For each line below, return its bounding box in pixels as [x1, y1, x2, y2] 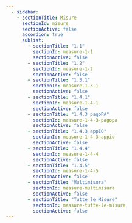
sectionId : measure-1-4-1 [32, 100, 99, 106]
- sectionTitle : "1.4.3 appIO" [27, 128, 107, 134]
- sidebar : [11, 9, 39, 15]
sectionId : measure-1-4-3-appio [32, 134, 115, 141]
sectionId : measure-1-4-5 [32, 168, 99, 174]
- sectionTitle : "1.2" [27, 60, 85, 66]
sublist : [21, 37, 44, 43]
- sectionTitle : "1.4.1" [27, 94, 91, 100]
